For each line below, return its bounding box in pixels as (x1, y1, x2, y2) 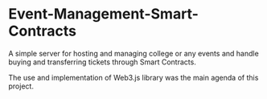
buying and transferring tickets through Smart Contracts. (8, 57, 197, 67)
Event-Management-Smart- (8, 5, 199, 23)
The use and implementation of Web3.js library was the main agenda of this (8, 72, 259, 82)
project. (8, 81, 35, 91)
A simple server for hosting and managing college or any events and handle (8, 48, 259, 58)
